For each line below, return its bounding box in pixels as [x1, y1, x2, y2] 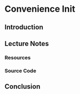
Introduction [4, 23, 44, 31]
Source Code [4, 67, 36, 74]
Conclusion [4, 82, 41, 91]
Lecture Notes [4, 39, 49, 47]
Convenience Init [4, 3, 76, 15]
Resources [4, 54, 31, 61]
